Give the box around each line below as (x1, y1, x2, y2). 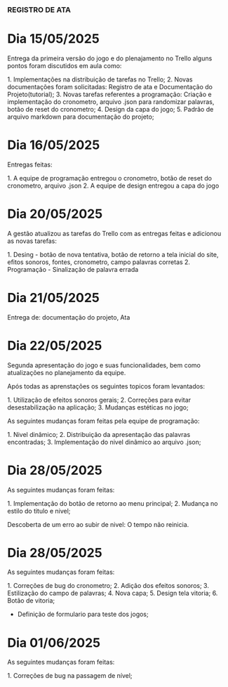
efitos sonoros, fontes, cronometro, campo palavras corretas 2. (7, 258, 191, 266)
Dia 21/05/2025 (7, 289, 100, 306)
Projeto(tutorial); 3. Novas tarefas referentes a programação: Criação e (7, 90, 212, 98)
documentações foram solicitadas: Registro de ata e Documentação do (7, 82, 213, 91)
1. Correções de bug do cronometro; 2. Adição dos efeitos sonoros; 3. (7, 582, 209, 590)
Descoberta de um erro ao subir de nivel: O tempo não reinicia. (7, 520, 189, 528)
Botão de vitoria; (7, 596, 55, 605)
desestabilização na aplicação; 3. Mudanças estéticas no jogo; (7, 403, 189, 412)
